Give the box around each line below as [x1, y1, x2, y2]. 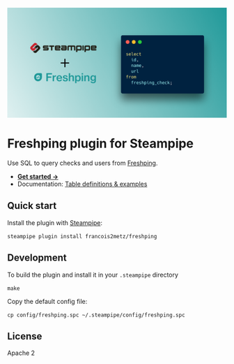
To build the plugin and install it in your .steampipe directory [7, 270, 179, 279]
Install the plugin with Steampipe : [7, 218, 103, 227]
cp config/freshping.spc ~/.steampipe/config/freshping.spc [7, 312, 186, 319]
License [7, 330, 42, 342]
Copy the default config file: [7, 297, 88, 305]
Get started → [17, 172, 59, 180]
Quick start [7, 200, 57, 212]
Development [7, 252, 68, 264]
